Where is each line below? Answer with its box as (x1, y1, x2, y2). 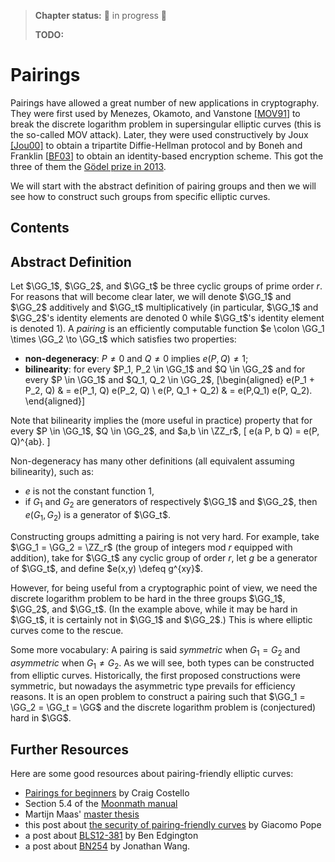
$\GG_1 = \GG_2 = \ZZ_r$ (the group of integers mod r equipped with (10, 541, 293, 553)
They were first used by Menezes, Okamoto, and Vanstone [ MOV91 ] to (10, 107, 301, 119)
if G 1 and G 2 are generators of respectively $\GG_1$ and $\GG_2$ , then (24, 496, 318, 510)
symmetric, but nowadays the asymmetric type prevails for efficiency (10, 680, 296, 692)
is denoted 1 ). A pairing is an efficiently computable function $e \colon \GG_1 (10, 323, 325, 335)
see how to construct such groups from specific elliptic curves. (10, 190, 271, 202)
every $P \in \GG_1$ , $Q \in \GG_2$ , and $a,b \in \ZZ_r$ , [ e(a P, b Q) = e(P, (10, 425, 320, 437)
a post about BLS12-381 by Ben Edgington (24, 830, 199, 842)
